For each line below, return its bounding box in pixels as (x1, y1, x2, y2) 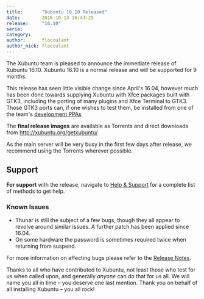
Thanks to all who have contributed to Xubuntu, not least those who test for (6, 266, 196, 273)
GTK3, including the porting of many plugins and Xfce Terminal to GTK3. (6, 97, 188, 104)
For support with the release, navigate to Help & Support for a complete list (6, 181, 195, 188)
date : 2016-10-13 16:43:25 (6, 15, 94, 21)
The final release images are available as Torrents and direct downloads (6, 122, 189, 129)
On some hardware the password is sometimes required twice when (15, 236, 187, 243)
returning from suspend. (15, 242, 77, 250)
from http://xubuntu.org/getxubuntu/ (6, 129, 98, 136)
